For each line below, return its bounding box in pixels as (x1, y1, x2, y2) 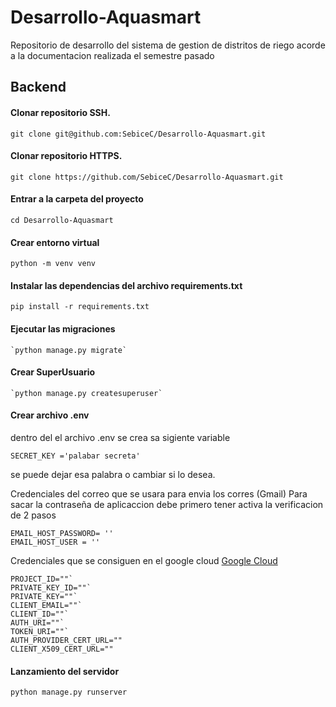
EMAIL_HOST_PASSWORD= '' (10, 528, 114, 538)
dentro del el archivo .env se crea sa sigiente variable (10, 431, 231, 443)
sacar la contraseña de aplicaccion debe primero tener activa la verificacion (10, 498, 324, 510)
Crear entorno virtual (10, 236, 100, 248)
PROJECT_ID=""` (10, 574, 74, 584)
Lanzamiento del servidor (10, 665, 120, 677)
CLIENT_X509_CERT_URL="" (10, 644, 114, 654)
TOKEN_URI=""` (10, 626, 70, 636)
